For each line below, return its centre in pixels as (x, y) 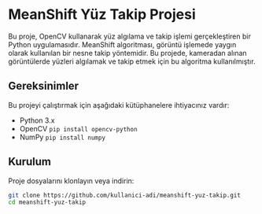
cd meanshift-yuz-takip (47, 202)
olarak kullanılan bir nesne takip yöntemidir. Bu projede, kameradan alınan (127, 53)
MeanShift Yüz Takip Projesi (102, 15)
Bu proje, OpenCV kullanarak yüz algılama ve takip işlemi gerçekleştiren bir (130, 36)
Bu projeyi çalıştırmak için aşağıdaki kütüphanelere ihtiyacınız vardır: (119, 105)
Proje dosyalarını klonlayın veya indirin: (71, 181)
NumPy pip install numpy (63, 137)
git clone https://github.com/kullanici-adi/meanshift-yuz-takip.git (125, 195)
